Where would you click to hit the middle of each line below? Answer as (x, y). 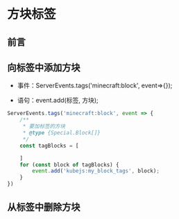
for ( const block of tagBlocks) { (69, 165)
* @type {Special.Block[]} (61, 133)
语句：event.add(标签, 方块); (58, 100)
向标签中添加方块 (44, 68)
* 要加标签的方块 (44, 126)
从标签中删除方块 (44, 208)
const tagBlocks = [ (49, 146)
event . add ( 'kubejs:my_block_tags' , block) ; (96, 171)
